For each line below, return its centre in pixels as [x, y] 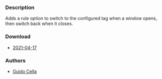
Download [18, 36]
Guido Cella [24, 71]
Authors [16, 60]
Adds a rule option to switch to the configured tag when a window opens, [81, 18]
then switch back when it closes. [39, 23]
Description [20, 7]
